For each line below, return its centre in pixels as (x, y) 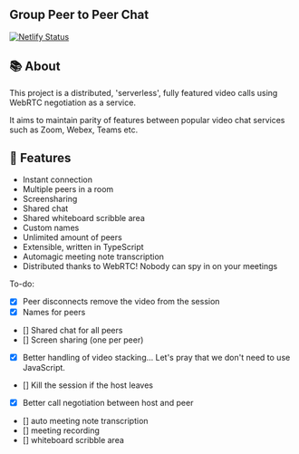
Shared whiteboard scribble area (83, 218)
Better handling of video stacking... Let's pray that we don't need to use (156, 357)
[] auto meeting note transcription (85, 420)
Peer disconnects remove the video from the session (121, 302)
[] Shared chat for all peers (72, 330)
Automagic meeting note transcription (93, 256)
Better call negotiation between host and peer (108, 402)
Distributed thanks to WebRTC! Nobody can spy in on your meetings (150, 266)
